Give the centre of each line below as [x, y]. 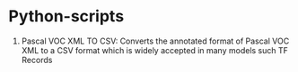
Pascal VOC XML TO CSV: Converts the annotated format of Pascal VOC [155, 41]
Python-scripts [66, 16]
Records [37, 60]
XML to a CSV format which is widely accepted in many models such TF [155, 50]
